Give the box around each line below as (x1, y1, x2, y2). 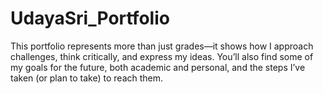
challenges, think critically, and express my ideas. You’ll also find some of (10, 50, 314, 62)
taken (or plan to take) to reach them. (10, 72, 164, 84)
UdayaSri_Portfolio (10, 7, 170, 30)
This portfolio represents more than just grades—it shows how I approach (10, 40, 314, 52)
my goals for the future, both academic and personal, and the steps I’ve (10, 61, 306, 73)
